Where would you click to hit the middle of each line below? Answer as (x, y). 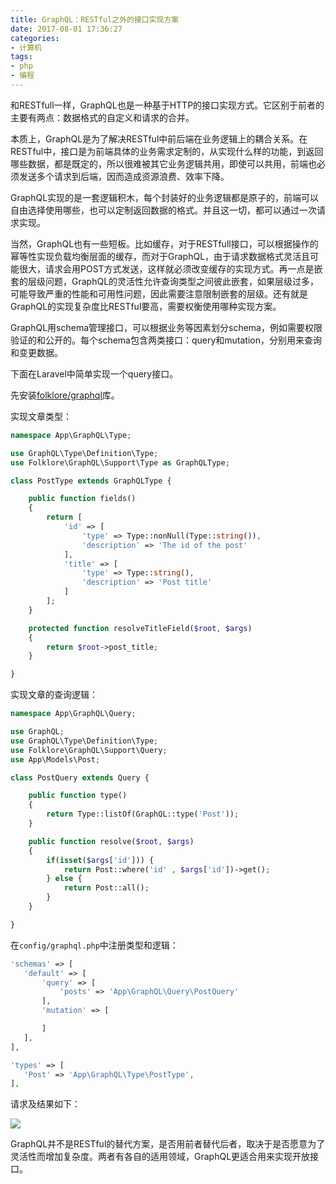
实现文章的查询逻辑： (54, 695)
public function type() (78, 796)
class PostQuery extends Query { (80, 777)
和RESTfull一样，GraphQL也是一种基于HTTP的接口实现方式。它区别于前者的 (167, 105)
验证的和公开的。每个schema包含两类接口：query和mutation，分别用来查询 (166, 340)
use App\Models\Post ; (55, 759)
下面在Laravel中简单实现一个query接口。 (94, 373)
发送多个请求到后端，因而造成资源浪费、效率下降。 (124, 176)
